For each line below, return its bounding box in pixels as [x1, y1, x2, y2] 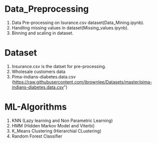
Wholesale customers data [11, 69, 66, 74]
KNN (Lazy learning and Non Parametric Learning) [11, 118, 113, 123]
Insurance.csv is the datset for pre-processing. [11, 63, 106, 69]
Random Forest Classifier [11, 133, 62, 139]
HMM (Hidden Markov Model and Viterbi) [11, 122, 95, 128]
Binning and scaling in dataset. [11, 30, 74, 36]
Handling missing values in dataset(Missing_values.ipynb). [11, 24, 129, 30]
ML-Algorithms [4, 101, 67, 113]
